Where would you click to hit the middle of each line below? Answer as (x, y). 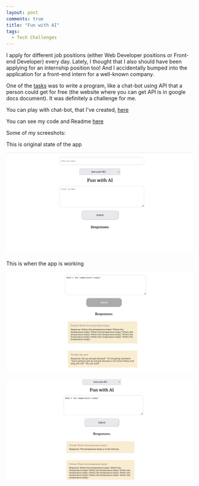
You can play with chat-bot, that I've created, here (67, 110)
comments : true (25, 19)
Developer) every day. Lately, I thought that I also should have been (99, 62)
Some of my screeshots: (36, 133)
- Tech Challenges (34, 38)
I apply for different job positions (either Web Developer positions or (89, 55)
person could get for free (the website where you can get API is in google (96, 92)
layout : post (22, 12)
